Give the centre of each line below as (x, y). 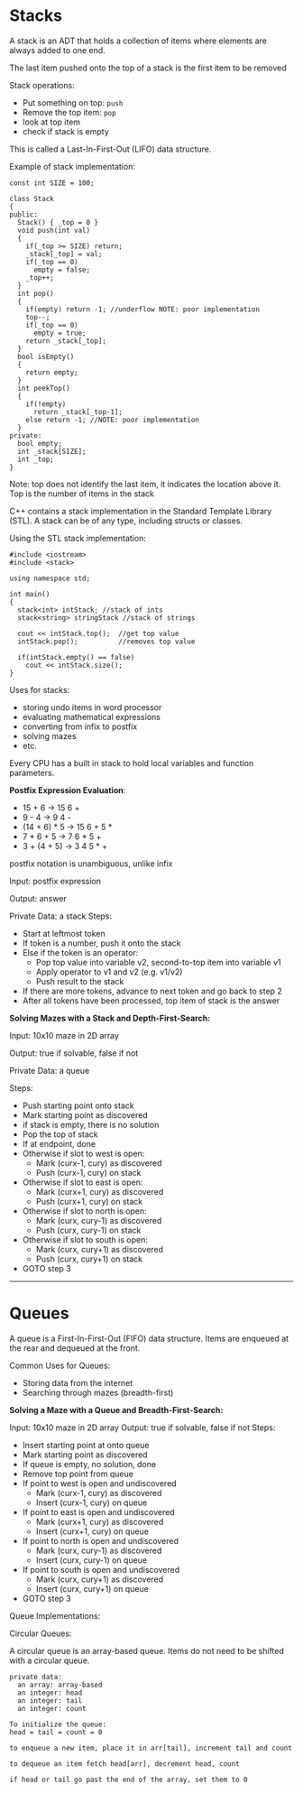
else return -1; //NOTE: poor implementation (113, 420)
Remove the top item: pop (69, 112)
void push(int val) (54, 230)
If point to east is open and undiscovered (98, 1511)
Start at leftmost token (64, 933)
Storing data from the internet (78, 1382)
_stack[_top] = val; (64, 254)
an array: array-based (60, 1685)
